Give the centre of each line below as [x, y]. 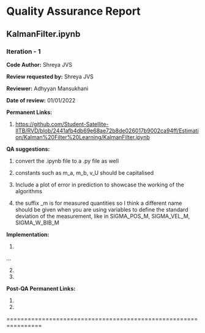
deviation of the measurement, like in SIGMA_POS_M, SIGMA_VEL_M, [102, 216]
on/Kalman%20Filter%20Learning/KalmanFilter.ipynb [82, 137]
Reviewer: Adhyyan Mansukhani [47, 88]
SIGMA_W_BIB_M [37, 223]
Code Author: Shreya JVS [39, 64]
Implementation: [28, 234]
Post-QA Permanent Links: [41, 288]
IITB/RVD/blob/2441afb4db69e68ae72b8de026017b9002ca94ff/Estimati [107, 131]
